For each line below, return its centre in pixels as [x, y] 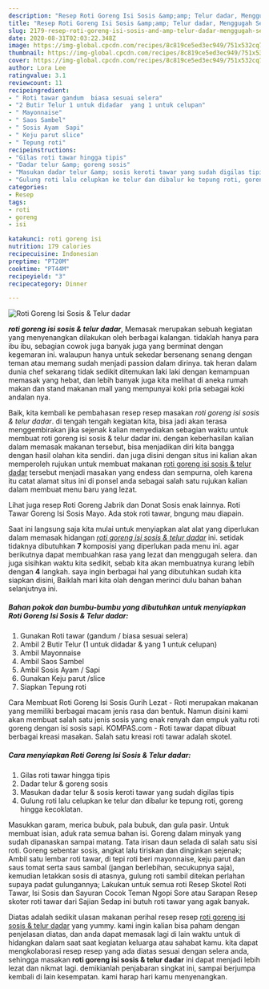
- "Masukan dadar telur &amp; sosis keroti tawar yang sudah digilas [127, 172]
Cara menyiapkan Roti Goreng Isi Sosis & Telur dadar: [100, 755]
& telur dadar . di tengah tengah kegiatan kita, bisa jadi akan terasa [118, 421]
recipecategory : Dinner [48, 284]
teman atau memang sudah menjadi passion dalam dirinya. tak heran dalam [133, 363]
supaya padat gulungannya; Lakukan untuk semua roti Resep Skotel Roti [127, 885]
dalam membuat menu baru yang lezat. [73, 489]
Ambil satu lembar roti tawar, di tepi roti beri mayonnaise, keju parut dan [127, 859]
